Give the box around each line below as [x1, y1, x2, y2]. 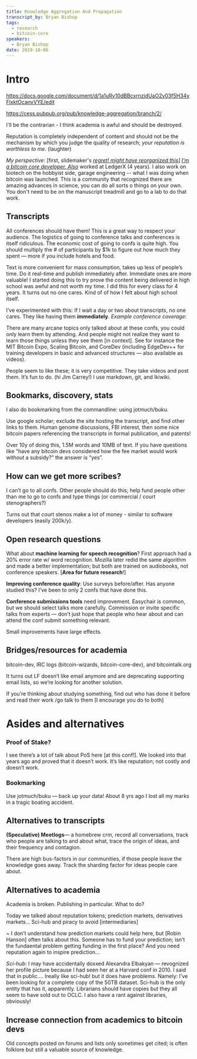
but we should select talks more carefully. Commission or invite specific [6, 604, 181, 611]
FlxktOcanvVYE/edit [6, 98, 55, 105]
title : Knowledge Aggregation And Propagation [6, 8, 122, 15]
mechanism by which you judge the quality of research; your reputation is [6, 139, 185, 146]
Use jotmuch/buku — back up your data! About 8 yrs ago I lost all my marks [6, 792, 189, 799]
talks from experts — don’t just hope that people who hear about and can [6, 610, 184, 617]
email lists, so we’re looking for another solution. [6, 679, 123, 686]
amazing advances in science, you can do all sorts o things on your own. [6, 181, 182, 189]
